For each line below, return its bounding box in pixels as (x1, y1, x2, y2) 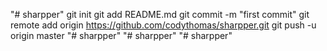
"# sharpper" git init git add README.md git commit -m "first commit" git (10, 9, 310, 20)
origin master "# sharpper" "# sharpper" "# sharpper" (10, 30, 233, 41)
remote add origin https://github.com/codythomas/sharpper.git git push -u (10, 19, 317, 31)
